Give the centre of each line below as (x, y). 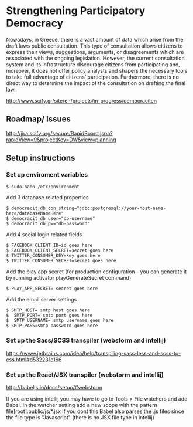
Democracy (35, 23)
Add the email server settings (42, 300)
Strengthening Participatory (76, 11)
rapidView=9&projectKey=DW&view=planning (61, 140)
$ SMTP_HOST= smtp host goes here (48, 310)
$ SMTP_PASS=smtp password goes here (52, 326)
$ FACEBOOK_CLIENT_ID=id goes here (49, 245)
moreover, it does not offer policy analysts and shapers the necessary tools (97, 70)
